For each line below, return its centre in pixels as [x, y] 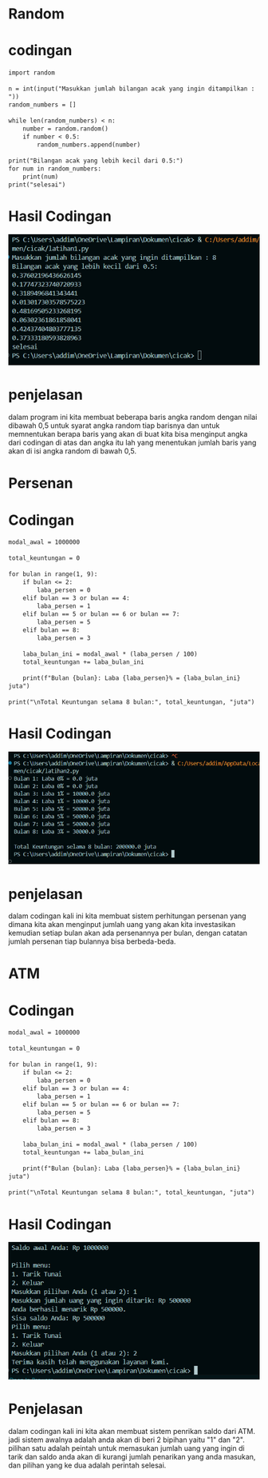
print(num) [41, 177]
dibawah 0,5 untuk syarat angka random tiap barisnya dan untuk [114, 425]
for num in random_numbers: [55, 169]
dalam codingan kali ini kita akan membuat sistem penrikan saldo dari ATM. [132, 1431]
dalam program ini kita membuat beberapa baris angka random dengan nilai [133, 417]
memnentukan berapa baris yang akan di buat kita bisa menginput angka [128, 434]
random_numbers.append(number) [89, 145]
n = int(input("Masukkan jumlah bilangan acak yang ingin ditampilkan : [132, 89]
